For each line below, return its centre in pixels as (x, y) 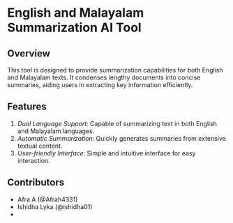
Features (27, 107)
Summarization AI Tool (74, 28)
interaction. (33, 160)
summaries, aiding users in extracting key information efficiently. (100, 85)
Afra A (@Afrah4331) (47, 199)
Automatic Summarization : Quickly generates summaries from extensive (122, 138)
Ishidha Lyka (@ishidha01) (55, 206)
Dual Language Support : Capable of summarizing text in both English (117, 123)
